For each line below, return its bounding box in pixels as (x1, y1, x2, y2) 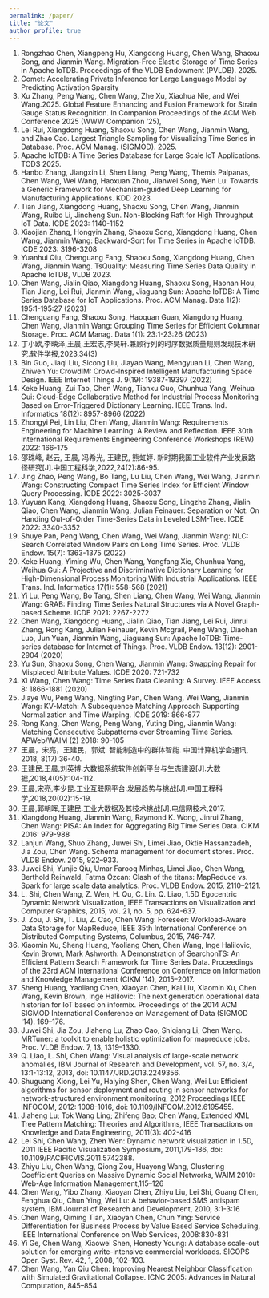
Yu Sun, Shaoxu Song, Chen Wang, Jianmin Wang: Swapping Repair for (20, 659, 257, 669)
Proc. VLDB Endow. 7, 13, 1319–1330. (20, 1042, 141, 1052)
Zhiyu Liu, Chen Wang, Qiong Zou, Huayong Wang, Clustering (20, 1162, 225, 1171)
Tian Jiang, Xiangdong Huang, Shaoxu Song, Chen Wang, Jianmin (20, 202, 239, 212)
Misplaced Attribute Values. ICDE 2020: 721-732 (20, 667, 180, 677)
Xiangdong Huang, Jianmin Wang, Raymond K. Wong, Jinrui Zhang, (20, 812, 243, 822)
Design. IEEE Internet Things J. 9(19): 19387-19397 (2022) (20, 375, 213, 385)
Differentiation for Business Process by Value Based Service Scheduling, (20, 1221, 261, 1231)
